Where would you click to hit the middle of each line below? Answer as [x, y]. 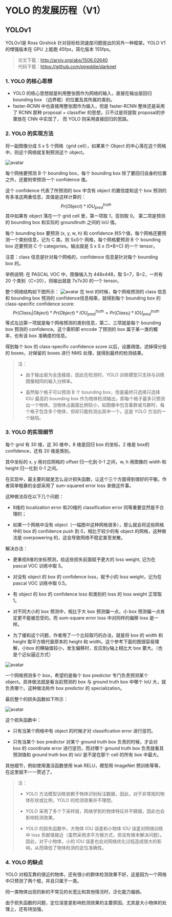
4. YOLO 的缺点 [24, 862]
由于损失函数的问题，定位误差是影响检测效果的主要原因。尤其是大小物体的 [84, 903]
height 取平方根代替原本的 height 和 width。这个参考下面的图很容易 [84, 641]
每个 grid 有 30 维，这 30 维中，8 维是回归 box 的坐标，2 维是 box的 [78, 444]
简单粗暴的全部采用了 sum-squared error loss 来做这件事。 [72, 485]
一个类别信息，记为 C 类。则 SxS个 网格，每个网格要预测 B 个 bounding [85, 240]
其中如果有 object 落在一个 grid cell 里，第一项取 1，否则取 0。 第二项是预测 [85, 216]
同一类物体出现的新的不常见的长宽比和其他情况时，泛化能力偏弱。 [75, 892]
